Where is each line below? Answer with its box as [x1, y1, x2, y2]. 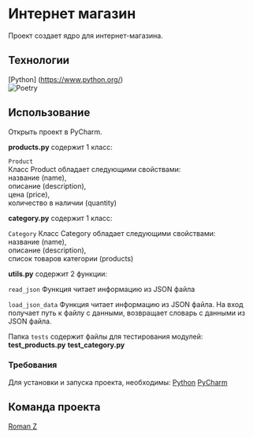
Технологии [8, 54, 69, 67]
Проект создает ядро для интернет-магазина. [8, 31, 163, 40]
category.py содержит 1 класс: [8, 213, 113, 223]
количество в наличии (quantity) [8, 198, 117, 208]
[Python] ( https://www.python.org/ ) [8, 74, 124, 84]
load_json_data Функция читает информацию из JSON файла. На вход [8, 299, 244, 309]
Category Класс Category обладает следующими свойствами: [8, 228, 216, 238]
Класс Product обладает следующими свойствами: [8, 164, 181, 174]
